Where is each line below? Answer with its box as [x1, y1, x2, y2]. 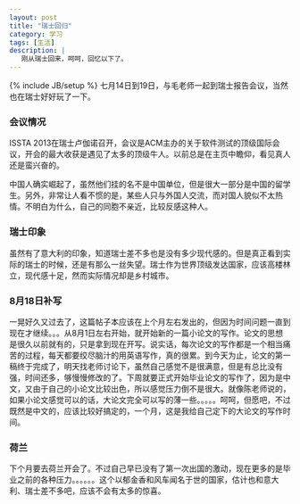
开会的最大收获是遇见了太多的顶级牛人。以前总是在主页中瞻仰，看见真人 [24, 149, 291, 160]
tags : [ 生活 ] [9, 37, 55, 47]
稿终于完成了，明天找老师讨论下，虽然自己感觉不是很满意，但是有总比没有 [9, 360, 283, 371]
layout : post [9, 12, 58, 22]
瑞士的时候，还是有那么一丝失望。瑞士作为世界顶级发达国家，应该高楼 [24, 259, 283, 269]
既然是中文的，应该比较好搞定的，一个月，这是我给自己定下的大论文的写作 [9, 405, 283, 416]
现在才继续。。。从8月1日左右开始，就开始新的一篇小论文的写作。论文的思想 [9, 327, 284, 338]
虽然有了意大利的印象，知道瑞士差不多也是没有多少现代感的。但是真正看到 [9, 247, 283, 259]
